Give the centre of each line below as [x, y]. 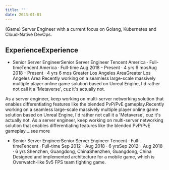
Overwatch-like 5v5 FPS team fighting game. [59, 162]
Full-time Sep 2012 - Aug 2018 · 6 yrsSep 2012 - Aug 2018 [102, 146]
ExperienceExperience [42, 50]
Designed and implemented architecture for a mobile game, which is [83, 157]
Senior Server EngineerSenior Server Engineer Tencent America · [80, 62]
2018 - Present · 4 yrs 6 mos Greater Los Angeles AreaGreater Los [82, 73]
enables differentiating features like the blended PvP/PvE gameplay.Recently [85, 104]
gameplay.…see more [28, 131]
